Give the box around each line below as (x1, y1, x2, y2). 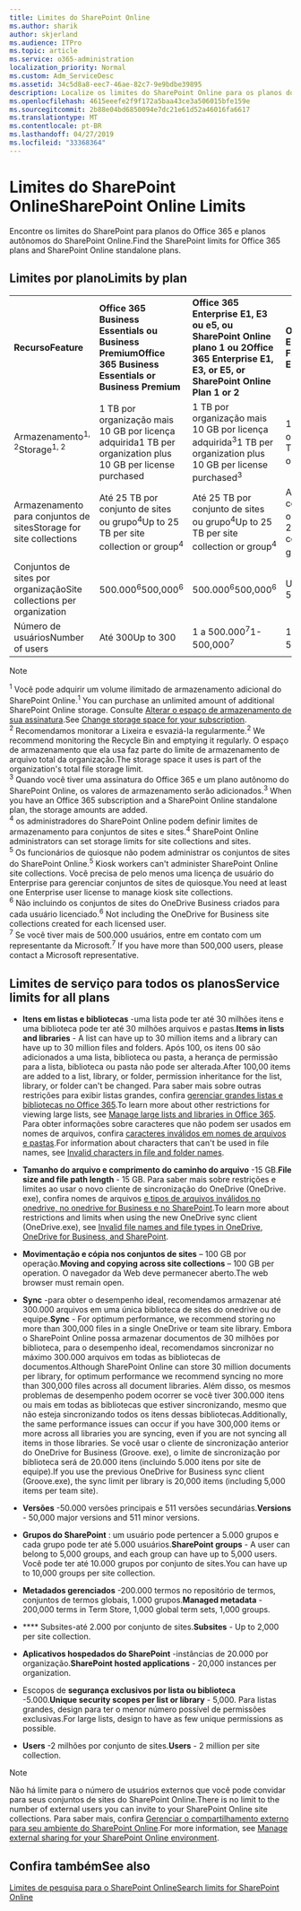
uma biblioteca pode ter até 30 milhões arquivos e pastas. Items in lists (21, 1024, 285, 1034)
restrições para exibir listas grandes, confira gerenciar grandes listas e (21, 1090, 284, 1101)
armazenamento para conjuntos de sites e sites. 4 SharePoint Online (9, 825, 259, 837)
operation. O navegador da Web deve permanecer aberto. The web (21, 1268, 269, 1278)
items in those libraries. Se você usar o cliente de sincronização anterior (21, 1437, 289, 1449)
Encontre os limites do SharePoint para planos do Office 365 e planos (9, 225, 266, 236)
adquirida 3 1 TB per (192, 434, 274, 449)
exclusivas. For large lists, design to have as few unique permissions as (21, 1714, 284, 1724)
